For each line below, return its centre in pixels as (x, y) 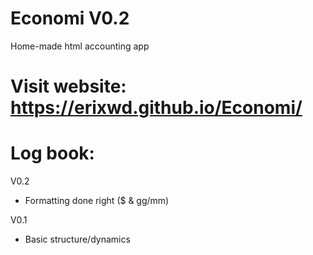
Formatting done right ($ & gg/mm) (97, 201)
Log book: (52, 153)
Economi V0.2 (70, 18)
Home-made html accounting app (80, 46)
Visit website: (68, 86)
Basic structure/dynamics (77, 239)
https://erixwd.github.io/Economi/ (156, 108)
